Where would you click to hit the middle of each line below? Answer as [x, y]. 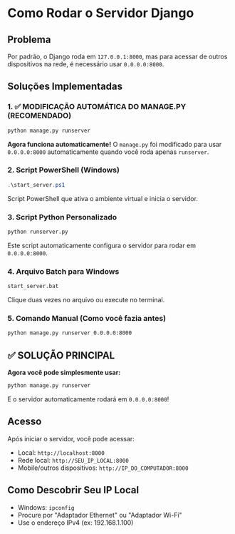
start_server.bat [33, 287]
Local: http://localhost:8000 [61, 452]
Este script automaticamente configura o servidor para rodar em [102, 245]
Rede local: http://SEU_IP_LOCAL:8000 [73, 460]
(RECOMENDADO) [40, 115]
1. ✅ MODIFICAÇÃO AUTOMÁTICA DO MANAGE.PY [97, 107]
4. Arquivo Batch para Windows [63, 271]
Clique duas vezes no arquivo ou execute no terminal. [86, 300]
